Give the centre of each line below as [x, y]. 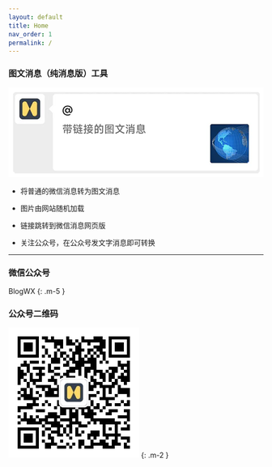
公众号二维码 [34, 313]
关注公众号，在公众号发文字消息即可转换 [87, 242]
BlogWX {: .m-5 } [37, 291]
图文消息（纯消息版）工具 [58, 74]
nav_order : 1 [30, 34]
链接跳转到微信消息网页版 [63, 225]
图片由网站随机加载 [52, 208]
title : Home [28, 25]
